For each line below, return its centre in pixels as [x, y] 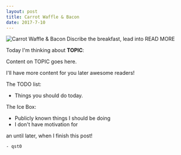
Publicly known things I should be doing [62, 118]
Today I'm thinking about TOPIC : [45, 50]
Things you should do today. [49, 96]
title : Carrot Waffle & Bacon [43, 17]
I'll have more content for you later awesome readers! [70, 73]
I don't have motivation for [46, 125]
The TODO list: [24, 84]
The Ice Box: [21, 107]
